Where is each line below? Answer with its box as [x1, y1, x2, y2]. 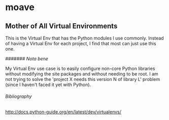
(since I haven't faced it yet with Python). [5, 82, 91, 88]
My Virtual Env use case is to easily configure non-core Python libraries [5, 65, 155, 71]
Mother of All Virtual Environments [5, 22, 118, 30]
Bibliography [5, 93, 32, 99]
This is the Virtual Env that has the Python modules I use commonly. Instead [5, 35, 164, 41]
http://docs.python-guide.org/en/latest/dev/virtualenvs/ [5, 109, 122, 115]
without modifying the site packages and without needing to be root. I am [5, 71, 158, 77]
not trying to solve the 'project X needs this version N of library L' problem [5, 76, 160, 82]
